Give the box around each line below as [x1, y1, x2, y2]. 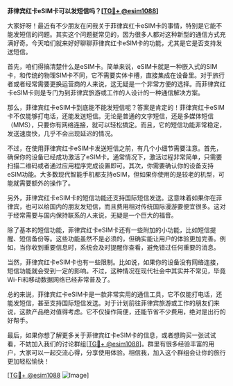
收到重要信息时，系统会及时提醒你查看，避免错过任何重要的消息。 [31, 243, 220, 251]
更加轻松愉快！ [7, 357, 50, 365]
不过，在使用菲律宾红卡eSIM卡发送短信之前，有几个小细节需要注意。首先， [7, 144, 223, 152]
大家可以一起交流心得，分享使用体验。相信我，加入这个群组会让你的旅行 [19, 348, 226, 357]
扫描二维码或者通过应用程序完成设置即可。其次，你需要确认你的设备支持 [7, 161, 214, 170]
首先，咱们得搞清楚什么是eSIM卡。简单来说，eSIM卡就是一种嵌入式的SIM [7, 63, 218, 70]
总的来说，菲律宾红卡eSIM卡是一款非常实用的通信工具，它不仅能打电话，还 [7, 290, 223, 298]
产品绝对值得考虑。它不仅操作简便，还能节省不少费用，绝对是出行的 [31, 307, 226, 316]
